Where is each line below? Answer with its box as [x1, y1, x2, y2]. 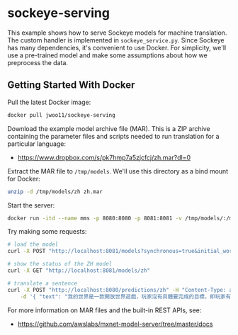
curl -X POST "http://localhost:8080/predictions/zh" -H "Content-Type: [7, 286, 227, 293]
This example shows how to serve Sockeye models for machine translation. [7, 28, 227, 37]
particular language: [7, 140, 66, 148]
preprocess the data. [7, 58, 69, 67]
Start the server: [7, 200, 55, 210]
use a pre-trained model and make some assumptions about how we [7, 51, 208, 59]
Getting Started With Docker [7, 79, 135, 91]
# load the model [7, 241, 59, 249]
